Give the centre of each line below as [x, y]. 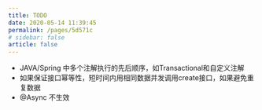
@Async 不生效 [44, 97]
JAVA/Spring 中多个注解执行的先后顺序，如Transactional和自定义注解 [132, 68]
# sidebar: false [37, 37]
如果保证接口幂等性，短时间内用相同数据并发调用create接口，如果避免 [133, 78]
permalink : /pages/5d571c [50, 30]
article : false [33, 45]
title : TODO [28, 15]
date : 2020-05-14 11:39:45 [52, 23]
